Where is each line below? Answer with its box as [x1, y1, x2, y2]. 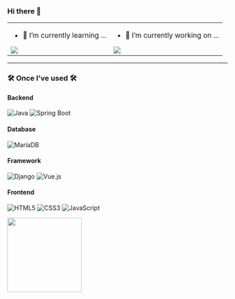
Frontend [7, 188, 35, 197]
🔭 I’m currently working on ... [124, 31, 220, 41]
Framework [7, 157, 41, 165]
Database [7, 125, 36, 134]
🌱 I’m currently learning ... [22, 31, 107, 41]
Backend [7, 93, 34, 102]
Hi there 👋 [7, 6, 42, 16]
